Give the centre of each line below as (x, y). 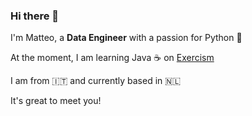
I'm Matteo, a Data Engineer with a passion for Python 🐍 (126, 38)
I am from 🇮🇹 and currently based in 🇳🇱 (96, 81)
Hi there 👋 (35, 16)
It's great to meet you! (56, 101)
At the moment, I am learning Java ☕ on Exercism (112, 58)
